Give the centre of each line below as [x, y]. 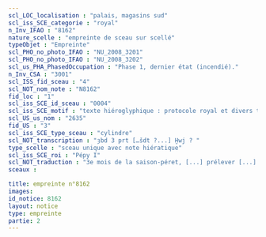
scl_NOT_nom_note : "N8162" [55, 89]
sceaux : [23, 170]
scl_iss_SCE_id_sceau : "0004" [60, 103]
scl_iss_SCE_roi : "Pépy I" [55, 155]
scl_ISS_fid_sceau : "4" [49, 81]
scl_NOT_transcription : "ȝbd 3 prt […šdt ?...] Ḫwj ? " [104, 140]
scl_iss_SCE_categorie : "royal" [63, 23]
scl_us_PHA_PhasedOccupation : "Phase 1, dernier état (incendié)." [123, 67]
